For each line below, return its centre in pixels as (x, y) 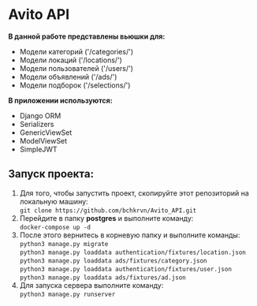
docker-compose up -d (55, 227)
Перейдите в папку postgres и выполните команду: (106, 218)
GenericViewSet (46, 132)
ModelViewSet (43, 140)
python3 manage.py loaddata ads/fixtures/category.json (113, 261)
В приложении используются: (60, 100)
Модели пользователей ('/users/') (76, 68)
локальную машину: (54, 201)
